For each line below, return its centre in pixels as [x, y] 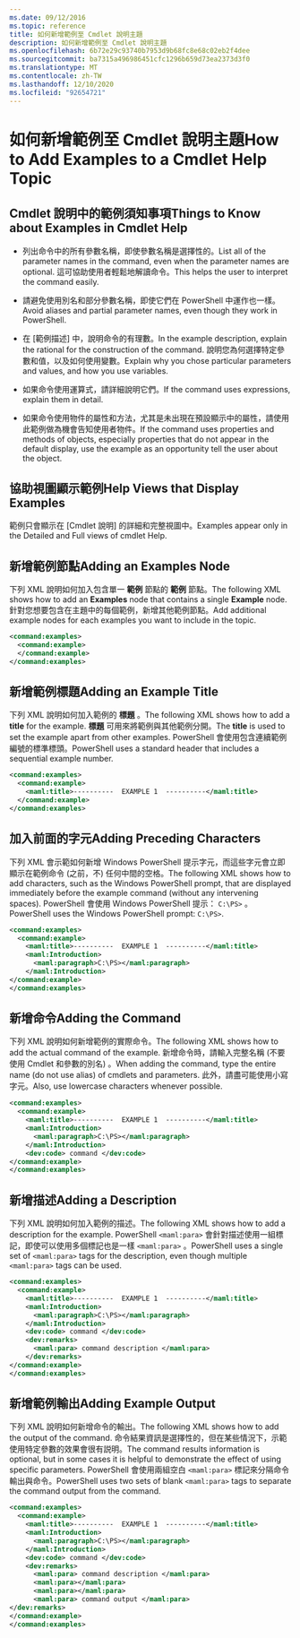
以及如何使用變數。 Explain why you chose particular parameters [172, 360]
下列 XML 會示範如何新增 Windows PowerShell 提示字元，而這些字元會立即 [147, 862]
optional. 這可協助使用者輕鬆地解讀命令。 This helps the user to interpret [155, 272]
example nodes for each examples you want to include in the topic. [133, 620]
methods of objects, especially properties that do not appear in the [146, 439]
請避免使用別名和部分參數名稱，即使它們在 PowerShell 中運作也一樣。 [151, 300]
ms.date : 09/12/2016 [48, 17]
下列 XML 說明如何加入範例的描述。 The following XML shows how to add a [148, 1223]
